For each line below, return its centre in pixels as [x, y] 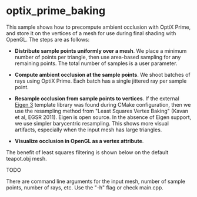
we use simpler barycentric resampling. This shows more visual [92, 123]
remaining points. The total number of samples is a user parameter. [96, 63]
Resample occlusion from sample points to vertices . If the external [97, 98]
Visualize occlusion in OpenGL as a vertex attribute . [79, 141]
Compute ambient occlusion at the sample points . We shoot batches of [102, 74]
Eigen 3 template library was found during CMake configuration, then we [103, 104]
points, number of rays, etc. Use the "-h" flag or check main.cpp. [85, 187]
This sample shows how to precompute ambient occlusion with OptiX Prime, [98, 27]
